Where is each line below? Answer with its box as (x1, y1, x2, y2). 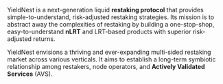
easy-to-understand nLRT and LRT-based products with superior (7, 27, 191, 36)
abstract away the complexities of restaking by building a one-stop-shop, (7, 20, 215, 28)
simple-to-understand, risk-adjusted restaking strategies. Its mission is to (7, 13, 215, 21)
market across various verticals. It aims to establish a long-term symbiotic (7, 55, 216, 64)
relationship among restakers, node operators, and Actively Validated (7, 63, 205, 70)
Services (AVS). (7, 70, 53, 78)
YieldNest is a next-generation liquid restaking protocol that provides (7, 6, 204, 14)
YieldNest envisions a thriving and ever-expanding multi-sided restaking (7, 48, 211, 56)
